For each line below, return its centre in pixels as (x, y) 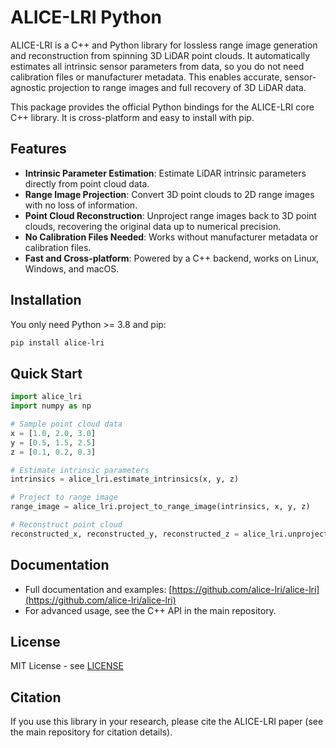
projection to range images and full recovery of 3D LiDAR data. (177, 87)
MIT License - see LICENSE (67, 666)
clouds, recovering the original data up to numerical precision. (153, 226)
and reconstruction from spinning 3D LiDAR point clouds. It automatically (160, 55)
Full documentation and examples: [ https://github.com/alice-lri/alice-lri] (172, 589)
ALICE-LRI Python (86, 17)
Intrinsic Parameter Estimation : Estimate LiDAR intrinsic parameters (165, 173)
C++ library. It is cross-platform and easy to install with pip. (132, 117)
